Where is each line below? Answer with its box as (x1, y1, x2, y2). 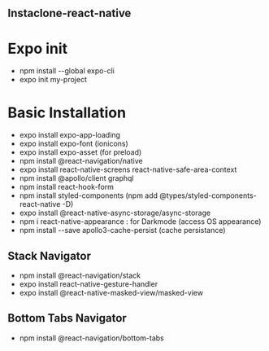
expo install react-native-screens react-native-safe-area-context (19, 165, 237, 174)
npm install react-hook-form (19, 182, 115, 192)
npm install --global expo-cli (19, 66, 115, 76)
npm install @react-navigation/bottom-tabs (19, 333, 164, 343)
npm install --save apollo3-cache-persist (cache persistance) (19, 226, 226, 235)
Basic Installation (7, 103, 127, 121)
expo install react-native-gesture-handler (19, 279, 158, 289)
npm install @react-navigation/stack (19, 270, 141, 280)
